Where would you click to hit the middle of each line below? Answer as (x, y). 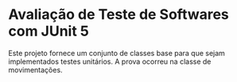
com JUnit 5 (49, 31)
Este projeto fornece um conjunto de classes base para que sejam (117, 53)
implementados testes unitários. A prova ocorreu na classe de (110, 61)
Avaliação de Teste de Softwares (118, 15)
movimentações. (35, 69)
